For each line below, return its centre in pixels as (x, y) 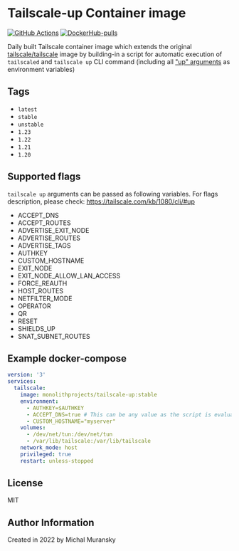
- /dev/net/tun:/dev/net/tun (69, 435)
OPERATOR (34, 306)
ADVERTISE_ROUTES (49, 238)
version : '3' (27, 375)
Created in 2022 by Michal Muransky (62, 540)
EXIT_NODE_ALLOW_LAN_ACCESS (69, 275)
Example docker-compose (67, 358)
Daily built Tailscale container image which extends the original (100, 46)
